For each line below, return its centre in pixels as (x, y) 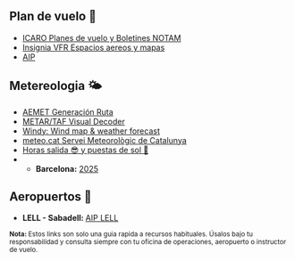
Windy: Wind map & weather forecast (91, 131)
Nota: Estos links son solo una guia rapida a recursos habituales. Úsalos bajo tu (131, 234)
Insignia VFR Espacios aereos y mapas (93, 47)
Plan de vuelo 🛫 (53, 16)
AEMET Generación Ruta (67, 111)
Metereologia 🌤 (56, 86)
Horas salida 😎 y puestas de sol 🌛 (85, 150)
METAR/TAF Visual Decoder (73, 121)
